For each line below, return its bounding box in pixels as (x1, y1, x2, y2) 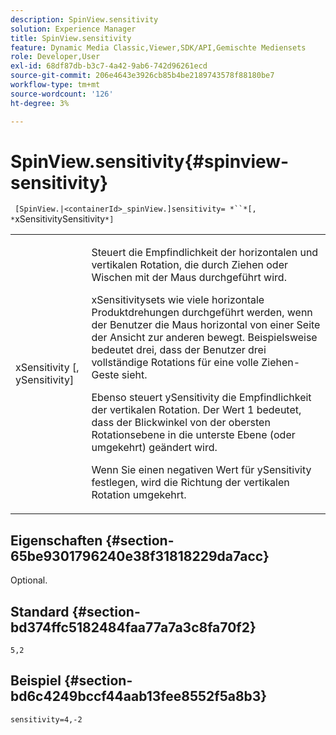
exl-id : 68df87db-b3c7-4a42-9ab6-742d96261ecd (10, 61, 208, 71)
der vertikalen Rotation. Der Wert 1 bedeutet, (91, 403, 302, 417)
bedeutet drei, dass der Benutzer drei (91, 343, 267, 357)
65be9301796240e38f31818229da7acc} (10, 547, 270, 565)
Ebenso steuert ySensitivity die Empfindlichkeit (91, 391, 312, 405)
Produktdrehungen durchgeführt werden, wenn (91, 306, 313, 320)
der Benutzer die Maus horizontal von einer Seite (91, 318, 321, 332)
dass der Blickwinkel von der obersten (91, 416, 271, 430)
